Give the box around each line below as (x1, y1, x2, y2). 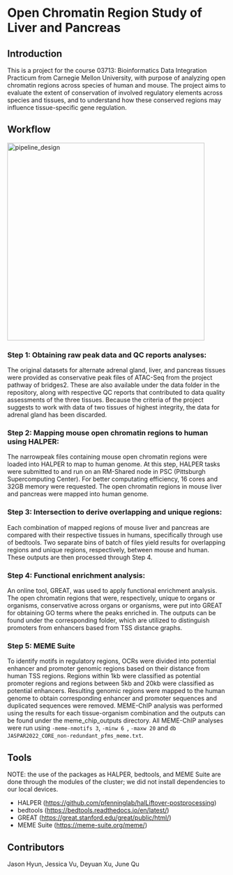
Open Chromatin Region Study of (7, 5, 202, 21)
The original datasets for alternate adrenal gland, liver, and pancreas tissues (7, 366, 226, 374)
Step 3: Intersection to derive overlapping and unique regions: (7, 507, 223, 517)
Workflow (7, 124, 51, 136)
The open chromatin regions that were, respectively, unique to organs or (7, 594, 216, 602)
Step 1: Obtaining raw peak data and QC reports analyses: (7, 350, 207, 360)
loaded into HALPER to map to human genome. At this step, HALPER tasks (7, 460, 220, 468)
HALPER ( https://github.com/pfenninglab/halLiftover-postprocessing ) (17, 799, 217, 807)
